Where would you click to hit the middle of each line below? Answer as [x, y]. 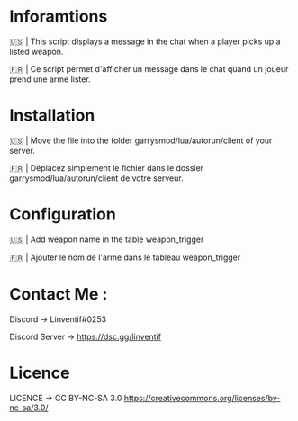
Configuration [63, 215]
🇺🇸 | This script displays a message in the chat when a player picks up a [145, 41]
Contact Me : [59, 294]
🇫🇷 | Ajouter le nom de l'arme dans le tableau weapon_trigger [125, 257]
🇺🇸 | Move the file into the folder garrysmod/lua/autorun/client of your [141, 140]
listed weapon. [36, 51]
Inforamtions [59, 17]
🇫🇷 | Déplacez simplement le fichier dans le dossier [107, 167]
